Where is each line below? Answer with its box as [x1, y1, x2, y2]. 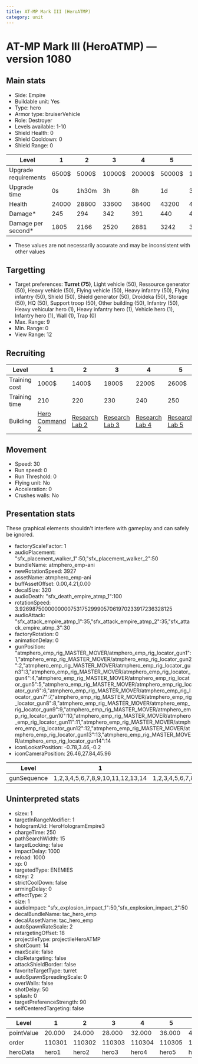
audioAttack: [14, 611, 46, 618]
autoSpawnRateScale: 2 [14, 923, 73, 930]
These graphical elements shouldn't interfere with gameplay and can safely [6, 524, 189, 531]
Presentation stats [6, 509, 75, 519]
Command [37, 417, 67, 425]
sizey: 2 [14, 872, 34, 879]
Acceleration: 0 [14, 485, 52, 492]
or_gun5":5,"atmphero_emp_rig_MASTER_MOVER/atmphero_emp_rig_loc [14, 681, 192, 688]
